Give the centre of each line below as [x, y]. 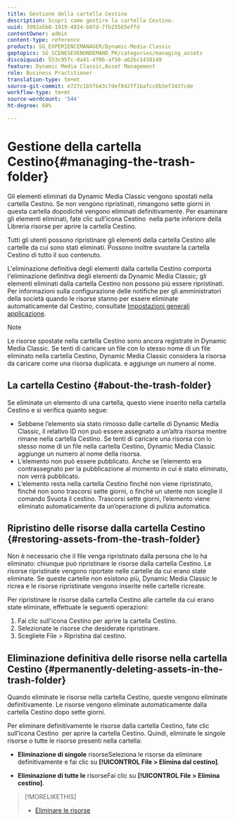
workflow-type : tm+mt [39, 92]
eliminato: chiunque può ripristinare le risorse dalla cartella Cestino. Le [109, 564]
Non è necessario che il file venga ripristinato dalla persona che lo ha [107, 556]
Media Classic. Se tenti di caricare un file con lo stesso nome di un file [109, 348]
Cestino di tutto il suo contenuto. [55, 255]
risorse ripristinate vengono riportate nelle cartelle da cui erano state [107, 571]
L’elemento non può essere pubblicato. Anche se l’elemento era [109, 461]
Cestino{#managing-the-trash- [101, 162]
